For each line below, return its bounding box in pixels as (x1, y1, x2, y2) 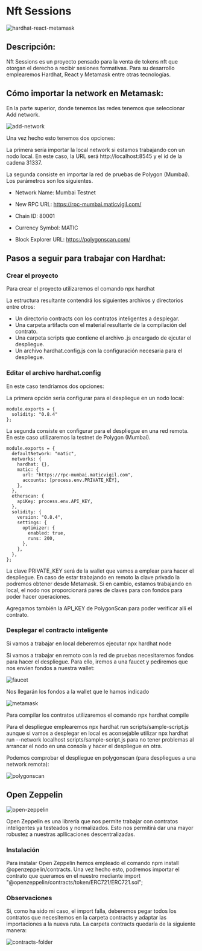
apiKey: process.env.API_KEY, (17, 498, 93, 504)
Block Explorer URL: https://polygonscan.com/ (14, 235, 131, 243)
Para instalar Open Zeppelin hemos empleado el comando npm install (6, 859, 179, 866)
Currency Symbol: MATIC (14, 224, 78, 231)
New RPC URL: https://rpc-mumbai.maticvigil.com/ (14, 200, 142, 208)
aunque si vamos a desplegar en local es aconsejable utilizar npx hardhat (6, 729, 189, 737)
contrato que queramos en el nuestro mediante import (6, 872, 140, 879)
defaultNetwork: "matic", (11, 450, 77, 456)
